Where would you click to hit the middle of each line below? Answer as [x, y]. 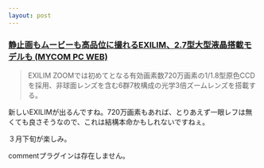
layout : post [30, 15]
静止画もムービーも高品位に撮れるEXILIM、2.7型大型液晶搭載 [126, 44]
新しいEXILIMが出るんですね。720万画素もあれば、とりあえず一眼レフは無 [130, 112]
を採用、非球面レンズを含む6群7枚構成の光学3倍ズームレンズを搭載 [138, 85]
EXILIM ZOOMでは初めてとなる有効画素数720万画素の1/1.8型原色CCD [142, 75]
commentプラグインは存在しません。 [69, 155]
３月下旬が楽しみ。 [40, 139]
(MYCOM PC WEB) [71, 56]
